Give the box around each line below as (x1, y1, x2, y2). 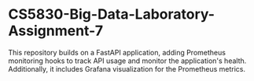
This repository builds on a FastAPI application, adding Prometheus (8, 48, 226, 57)
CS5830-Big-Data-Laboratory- (8, 5, 215, 23)
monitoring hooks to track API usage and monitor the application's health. (8, 56, 247, 65)
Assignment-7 (8, 22, 104, 40)
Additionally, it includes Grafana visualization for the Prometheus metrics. (8, 64, 246, 73)
